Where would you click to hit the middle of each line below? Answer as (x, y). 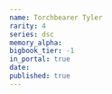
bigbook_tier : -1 (42, 51)
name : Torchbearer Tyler (56, 17)
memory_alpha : (36, 43)
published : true (40, 76)
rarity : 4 (28, 26)
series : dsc (32, 34)
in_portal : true (40, 59)
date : (19, 68)
